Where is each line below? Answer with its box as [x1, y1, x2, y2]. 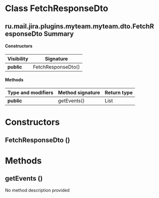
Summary [43, 29, 74, 38]
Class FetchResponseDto [5, 3, 109, 14]
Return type [104, 89, 133, 96]
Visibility [7, 55, 29, 62]
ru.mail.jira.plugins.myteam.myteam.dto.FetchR [5, 22, 154, 30]
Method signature [58, 89, 101, 96]
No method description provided [5, 187, 70, 193]
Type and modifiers [7, 89, 54, 96]
